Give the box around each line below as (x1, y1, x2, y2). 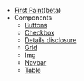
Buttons (24, 21, 48, 29)
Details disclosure (24, 36, 77, 44)
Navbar (24, 58, 47, 66)
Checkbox (24, 28, 55, 37)
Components (13, 13, 52, 22)
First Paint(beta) (13, 6, 61, 14)
